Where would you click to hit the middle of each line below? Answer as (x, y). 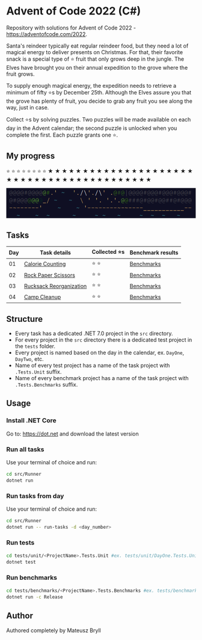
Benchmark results (154, 253)
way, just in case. (28, 107)
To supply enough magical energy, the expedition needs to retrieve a (91, 85)
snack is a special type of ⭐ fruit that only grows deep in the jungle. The (95, 59)
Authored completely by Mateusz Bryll (54, 630)
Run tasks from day (35, 496)
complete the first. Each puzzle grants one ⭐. (62, 135)
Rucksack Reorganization (55, 286)
